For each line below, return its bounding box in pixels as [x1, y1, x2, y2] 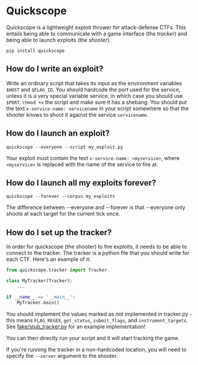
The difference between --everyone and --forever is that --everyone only [6, 204, 186, 211]
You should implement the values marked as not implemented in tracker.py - [6, 310, 193, 318]
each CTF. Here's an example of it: [6, 256, 91, 263]
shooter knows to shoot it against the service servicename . [6, 111, 148, 118]
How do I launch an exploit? [6, 129, 110, 139]
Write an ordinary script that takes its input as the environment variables [6, 79, 183, 87]
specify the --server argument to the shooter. [6, 352, 118, 359]
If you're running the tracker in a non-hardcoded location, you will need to [6, 345, 187, 353]
